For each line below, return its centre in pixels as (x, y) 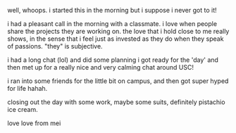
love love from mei (34, 123)
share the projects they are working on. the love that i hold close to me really (118, 31)
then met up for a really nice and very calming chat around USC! (100, 67)
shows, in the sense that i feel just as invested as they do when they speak (116, 39)
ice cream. (23, 109)
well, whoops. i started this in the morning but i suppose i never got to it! (112, 10)
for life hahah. (27, 88)
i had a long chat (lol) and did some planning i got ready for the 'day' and (113, 60)
